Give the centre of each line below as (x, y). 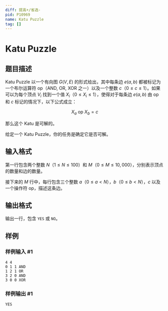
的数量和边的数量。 (25, 171)
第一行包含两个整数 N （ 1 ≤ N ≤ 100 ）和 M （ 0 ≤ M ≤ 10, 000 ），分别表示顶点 (84, 165)
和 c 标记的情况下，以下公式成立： (41, 102)
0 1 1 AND (16, 267)
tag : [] (13, 24)
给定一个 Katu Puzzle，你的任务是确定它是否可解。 (58, 134)
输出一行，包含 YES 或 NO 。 (33, 219)
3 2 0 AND (16, 276)
